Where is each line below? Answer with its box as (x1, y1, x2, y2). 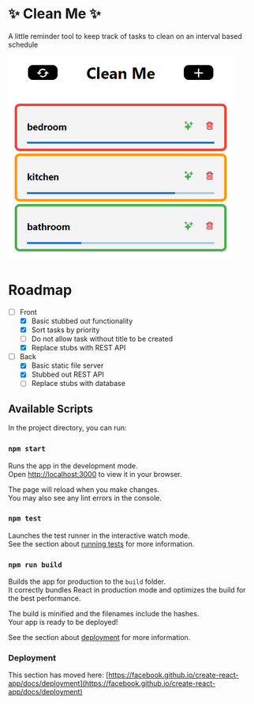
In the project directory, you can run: (8, 423, 127, 433)
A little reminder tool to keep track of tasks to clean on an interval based (8, 31, 243, 40)
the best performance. (8, 594, 81, 604)
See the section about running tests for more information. (8, 539, 195, 548)
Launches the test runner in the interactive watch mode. (8, 531, 191, 540)
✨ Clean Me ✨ (8, 5, 101, 23)
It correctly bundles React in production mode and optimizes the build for (8, 585, 246, 595)
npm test (8, 514, 42, 523)
